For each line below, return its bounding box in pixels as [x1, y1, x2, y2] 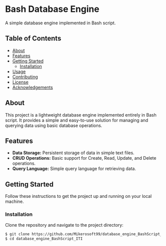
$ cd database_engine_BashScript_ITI [5, 237, 83, 242]
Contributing [12, 73, 38, 80]
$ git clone [5, 232, 30, 237]
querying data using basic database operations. [5, 123, 102, 128]
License [12, 79, 29, 85]
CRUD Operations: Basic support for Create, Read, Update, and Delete [12, 155, 157, 161]
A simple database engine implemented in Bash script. [5, 20, 116, 26]
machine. [5, 198, 24, 204]
